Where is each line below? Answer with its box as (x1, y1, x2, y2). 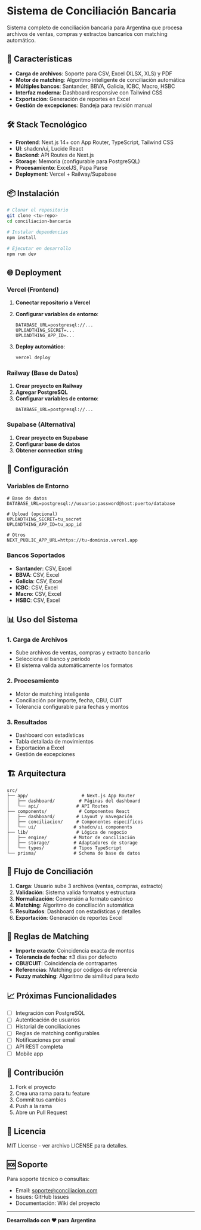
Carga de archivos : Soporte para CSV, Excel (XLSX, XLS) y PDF (15, 70, 172, 77)
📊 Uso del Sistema (7, 614, 78, 625)
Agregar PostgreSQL (15, 388, 68, 396)
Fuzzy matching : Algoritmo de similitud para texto (15, 972, 140, 980)
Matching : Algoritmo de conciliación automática (15, 901, 134, 908)
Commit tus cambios (15, 1096, 67, 1103)
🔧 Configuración (7, 464, 69, 475)
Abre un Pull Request (15, 1109, 67, 1116)
